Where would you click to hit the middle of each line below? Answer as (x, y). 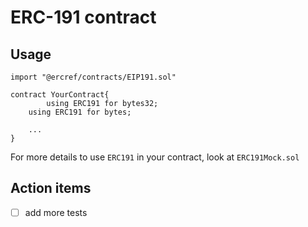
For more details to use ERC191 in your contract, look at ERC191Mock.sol (155, 157)
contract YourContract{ (60, 95)
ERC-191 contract (83, 17)
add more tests (56, 212)
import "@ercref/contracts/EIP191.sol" (93, 77)
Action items (51, 188)
